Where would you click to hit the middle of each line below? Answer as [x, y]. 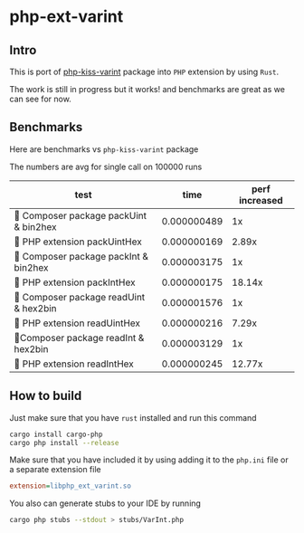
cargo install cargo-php [56, 434]
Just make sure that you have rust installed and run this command [133, 417]
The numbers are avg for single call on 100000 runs [106, 167]
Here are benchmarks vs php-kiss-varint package [104, 149]
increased [261, 200]
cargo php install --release [64, 443]
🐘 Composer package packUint [81, 215]
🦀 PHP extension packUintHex [78, 242]
